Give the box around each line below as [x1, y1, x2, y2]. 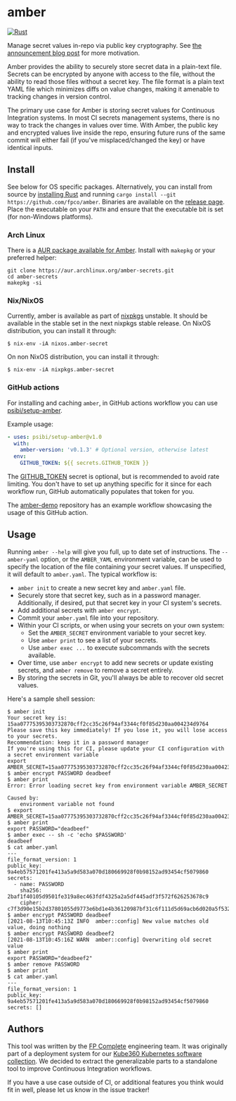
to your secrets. [7, 733, 58, 740]
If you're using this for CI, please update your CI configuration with [7, 745, 225, 752]
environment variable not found [20, 800, 114, 807]
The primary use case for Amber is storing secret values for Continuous [7, 106, 216, 114]
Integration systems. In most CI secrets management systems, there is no [7, 113, 220, 122]
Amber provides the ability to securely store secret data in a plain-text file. [7, 62, 222, 70]
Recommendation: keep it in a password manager [7, 739, 150, 746]
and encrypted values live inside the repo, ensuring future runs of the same [7, 128, 226, 137]
